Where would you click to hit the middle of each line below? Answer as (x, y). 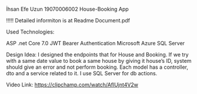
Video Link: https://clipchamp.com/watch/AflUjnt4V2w (72, 85)
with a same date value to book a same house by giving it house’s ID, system (99, 61)
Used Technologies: (30, 32)
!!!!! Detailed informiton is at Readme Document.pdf (68, 20)
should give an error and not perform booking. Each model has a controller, (97, 67)
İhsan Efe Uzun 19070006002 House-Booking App (68, 9)
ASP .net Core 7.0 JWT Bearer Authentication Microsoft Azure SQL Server (96, 43)
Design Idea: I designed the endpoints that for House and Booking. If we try (98, 55)
